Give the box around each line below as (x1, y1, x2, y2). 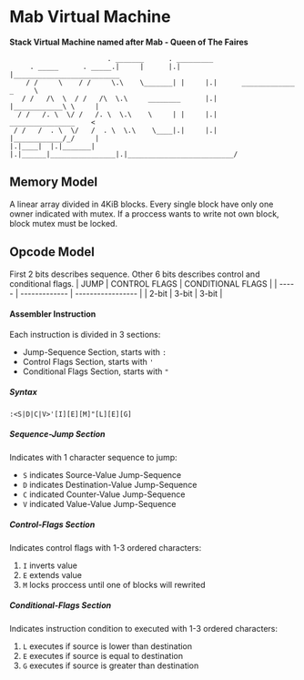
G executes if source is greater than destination (22, 660, 199, 671)
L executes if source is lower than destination (22, 640, 193, 652)
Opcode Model (9, 244, 96, 260)
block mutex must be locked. (9, 218, 118, 228)
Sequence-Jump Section (9, 429, 106, 440)
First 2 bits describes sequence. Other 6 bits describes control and (9, 269, 260, 279)
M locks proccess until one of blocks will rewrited (22, 579, 207, 590)
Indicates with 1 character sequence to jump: (9, 452, 177, 462)
